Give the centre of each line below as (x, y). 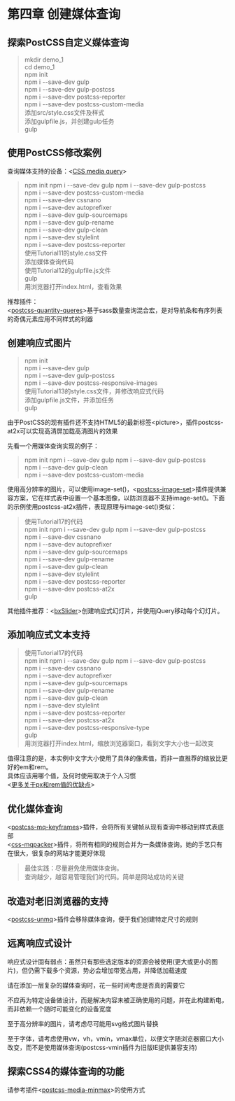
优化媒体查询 (35, 809)
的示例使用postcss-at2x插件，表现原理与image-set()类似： (92, 506)
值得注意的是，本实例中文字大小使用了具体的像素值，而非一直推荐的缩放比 (114, 758)
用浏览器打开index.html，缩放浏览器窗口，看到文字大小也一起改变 (119, 743)
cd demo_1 (40, 67)
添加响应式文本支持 (49, 635)
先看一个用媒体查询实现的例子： (53, 446)
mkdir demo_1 (44, 59)
